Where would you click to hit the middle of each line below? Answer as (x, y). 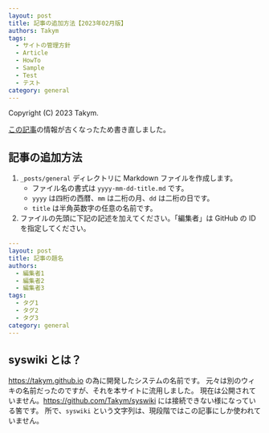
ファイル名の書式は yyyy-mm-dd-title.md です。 (110, 188)
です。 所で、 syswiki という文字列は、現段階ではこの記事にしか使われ (138, 411)
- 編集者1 (30, 273)
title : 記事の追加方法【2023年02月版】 (67, 23)
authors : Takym (34, 30)
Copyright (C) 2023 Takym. (53, 113)
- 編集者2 (30, 281)
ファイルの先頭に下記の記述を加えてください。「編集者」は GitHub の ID (138, 218)
